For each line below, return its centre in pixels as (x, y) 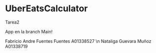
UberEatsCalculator (47, 9)
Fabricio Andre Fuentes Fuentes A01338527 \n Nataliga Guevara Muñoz (78, 41)
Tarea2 (12, 22)
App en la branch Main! (29, 31)
